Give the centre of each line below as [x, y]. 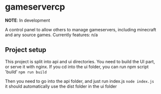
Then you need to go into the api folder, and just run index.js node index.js [80, 81]
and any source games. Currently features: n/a [51, 35]
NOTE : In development [28, 20]
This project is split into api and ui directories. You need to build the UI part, [80, 61]
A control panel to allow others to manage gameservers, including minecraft [80, 29]
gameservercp [35, 7]
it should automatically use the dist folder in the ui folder [61, 86]
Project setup [26, 50]
